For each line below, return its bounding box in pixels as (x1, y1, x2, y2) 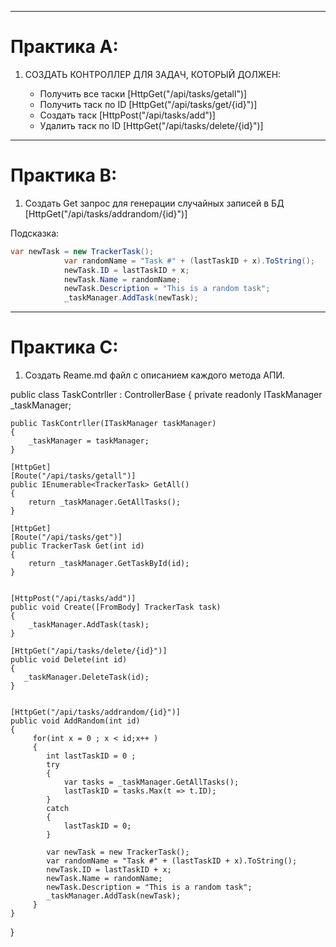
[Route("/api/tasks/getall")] (10, 471, 137, 481)
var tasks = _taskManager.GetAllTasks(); (63, 777, 240, 788)
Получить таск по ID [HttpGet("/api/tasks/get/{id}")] (39, 98, 258, 110)
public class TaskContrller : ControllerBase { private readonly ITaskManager (10, 389, 323, 401)
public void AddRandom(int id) (10, 716, 141, 726)
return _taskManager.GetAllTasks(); (28, 497, 182, 508)
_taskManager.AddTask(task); (28, 620, 150, 630)
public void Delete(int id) (10, 655, 128, 665)
